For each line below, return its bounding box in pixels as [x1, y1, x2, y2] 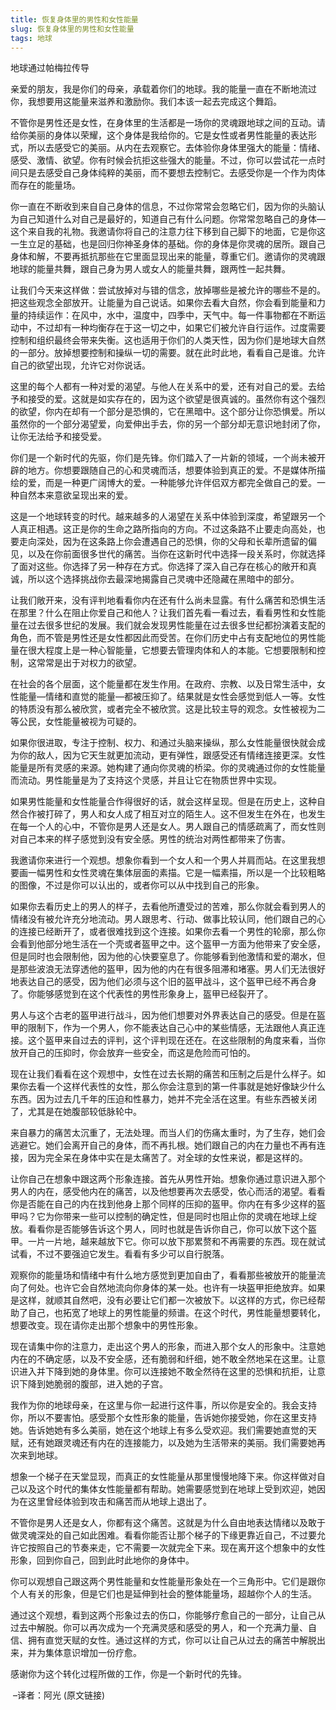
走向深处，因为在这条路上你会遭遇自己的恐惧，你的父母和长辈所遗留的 [18, 536, 308, 548]
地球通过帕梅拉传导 [10, 62, 90, 74]
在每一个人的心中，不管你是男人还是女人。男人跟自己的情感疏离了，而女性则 [10, 821, 326, 833]
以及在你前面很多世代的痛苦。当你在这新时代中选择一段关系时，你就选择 [27, 548, 326, 560]
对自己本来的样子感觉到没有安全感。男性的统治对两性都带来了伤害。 [10, 833, 291, 845]
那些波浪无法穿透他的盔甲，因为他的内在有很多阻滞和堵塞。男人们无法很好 [18, 963, 326, 975]
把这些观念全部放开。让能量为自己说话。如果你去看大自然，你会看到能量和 [10, 297, 317, 309]
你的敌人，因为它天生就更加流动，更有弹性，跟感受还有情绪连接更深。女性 [18, 749, 326, 761]
